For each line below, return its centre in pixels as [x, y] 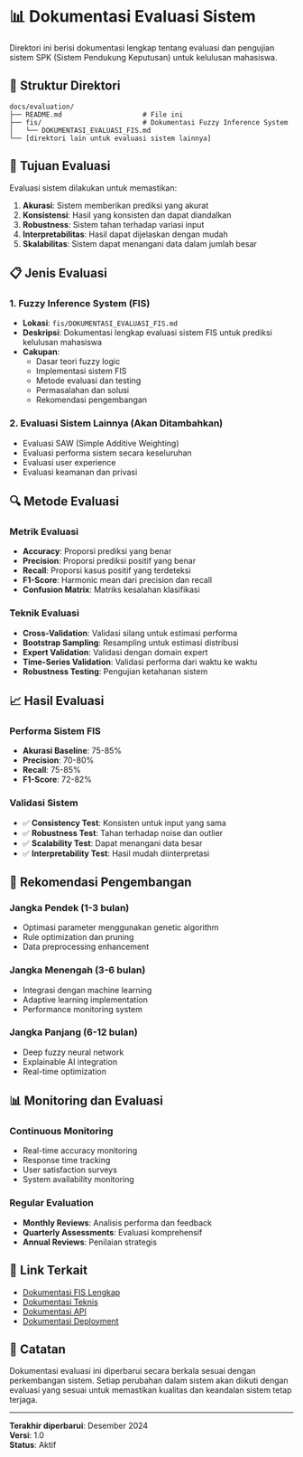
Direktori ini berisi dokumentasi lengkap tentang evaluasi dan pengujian [142, 47]
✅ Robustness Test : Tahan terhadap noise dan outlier [123, 832]
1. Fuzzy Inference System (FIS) [80, 303]
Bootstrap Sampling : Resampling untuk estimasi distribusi [130, 643]
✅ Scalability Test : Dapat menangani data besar [112, 843]
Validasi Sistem [44, 803]
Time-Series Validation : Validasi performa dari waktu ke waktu [140, 662]
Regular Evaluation [52, 1203]
